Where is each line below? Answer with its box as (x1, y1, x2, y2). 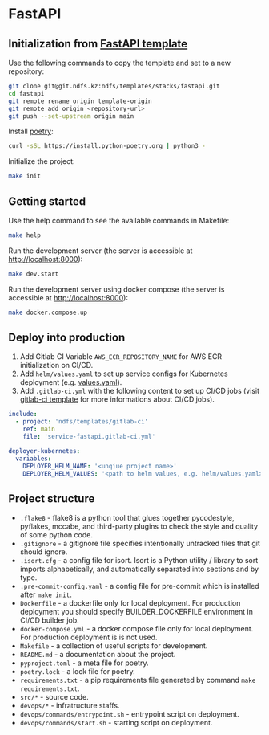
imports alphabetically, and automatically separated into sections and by (19, 564, 259, 574)
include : (8, 410, 38, 419)
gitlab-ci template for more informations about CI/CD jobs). (19, 394, 215, 404)
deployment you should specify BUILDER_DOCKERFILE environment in (19, 607, 254, 617)
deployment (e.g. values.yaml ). (19, 378, 122, 387)
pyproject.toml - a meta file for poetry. (19, 658, 149, 668)
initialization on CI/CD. (19, 361, 94, 370)
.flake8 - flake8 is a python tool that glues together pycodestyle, (19, 513, 235, 523)
